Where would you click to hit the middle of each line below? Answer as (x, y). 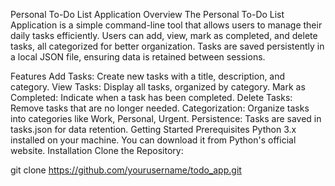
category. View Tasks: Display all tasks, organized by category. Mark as (158, 87)
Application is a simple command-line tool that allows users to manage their (166, 25)
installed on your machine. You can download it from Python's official (153, 140)
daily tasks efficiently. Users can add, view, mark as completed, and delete (164, 35)
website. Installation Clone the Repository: (97, 150)
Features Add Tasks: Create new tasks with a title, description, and (148, 76)
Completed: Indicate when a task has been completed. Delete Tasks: (151, 97)
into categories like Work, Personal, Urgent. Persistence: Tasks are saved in (166, 118)
